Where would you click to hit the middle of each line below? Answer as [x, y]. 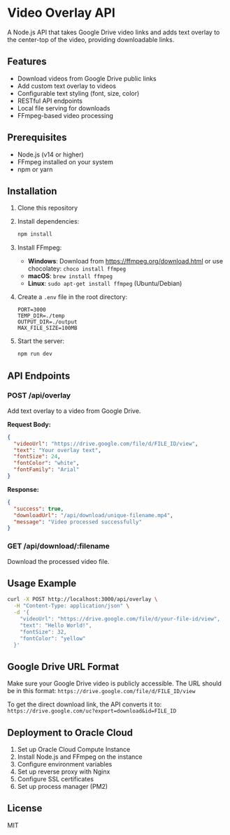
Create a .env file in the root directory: [72, 297]
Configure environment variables [65, 764]
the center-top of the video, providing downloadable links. [91, 39]
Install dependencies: [48, 222]
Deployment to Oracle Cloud [70, 733]
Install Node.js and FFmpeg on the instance [80, 757]
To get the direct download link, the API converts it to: [85, 704]
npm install [35, 234]
